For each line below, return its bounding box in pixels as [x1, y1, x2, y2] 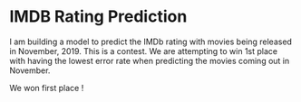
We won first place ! [9, 82, 84, 93]
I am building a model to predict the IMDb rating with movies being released [9, 36, 293, 47]
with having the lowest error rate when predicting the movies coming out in [9, 55, 290, 66]
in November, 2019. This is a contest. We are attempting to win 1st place [9, 45, 278, 56]
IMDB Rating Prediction [9, 6, 188, 27]
